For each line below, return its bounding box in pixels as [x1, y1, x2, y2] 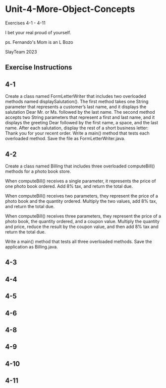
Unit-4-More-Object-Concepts [5, 3, 135, 15]
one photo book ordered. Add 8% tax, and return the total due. [5, 183, 133, 189]
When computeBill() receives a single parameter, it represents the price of [5, 178, 156, 184]
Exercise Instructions [5, 63, 72, 72]
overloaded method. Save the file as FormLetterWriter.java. [5, 136, 125, 142]
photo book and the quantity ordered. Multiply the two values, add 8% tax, [5, 198, 158, 204]
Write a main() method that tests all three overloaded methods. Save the [5, 238, 152, 244]
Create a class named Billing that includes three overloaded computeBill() [5, 163, 155, 169]
